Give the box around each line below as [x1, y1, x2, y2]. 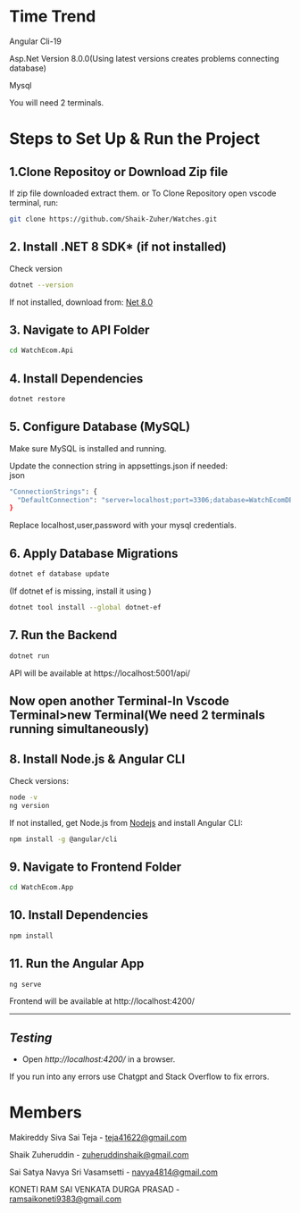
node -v [9, 793, 38, 802]
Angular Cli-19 [9, 36, 62, 46]
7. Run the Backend [9, 628, 118, 643]
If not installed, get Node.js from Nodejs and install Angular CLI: [9, 817, 244, 828]
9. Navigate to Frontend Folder [9, 859, 182, 874]
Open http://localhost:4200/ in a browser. [21, 1054, 176, 1065]
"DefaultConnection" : [17, 495, 98, 504]
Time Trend [9, 6, 96, 27]
